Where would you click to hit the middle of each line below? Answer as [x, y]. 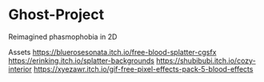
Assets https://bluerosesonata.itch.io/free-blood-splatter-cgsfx [112, 52]
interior [20, 68]
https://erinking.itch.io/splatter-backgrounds [81, 61]
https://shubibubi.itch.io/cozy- [206, 61]
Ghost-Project [56, 15]
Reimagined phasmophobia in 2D [63, 37]
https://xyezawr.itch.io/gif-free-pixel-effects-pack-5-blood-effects [143, 68]
